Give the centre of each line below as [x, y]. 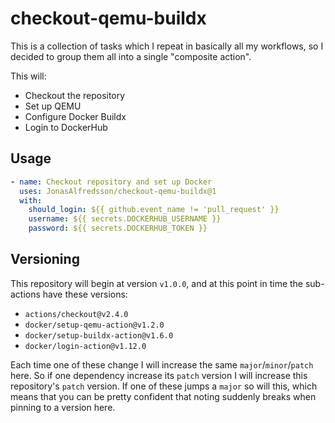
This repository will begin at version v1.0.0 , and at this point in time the [157, 283]
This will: [28, 76]
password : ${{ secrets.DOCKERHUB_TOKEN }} [118, 228]
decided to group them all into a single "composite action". [131, 56]
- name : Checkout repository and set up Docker [111, 182]
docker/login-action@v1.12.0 [85, 346]
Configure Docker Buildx [75, 116]
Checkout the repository [75, 95]
